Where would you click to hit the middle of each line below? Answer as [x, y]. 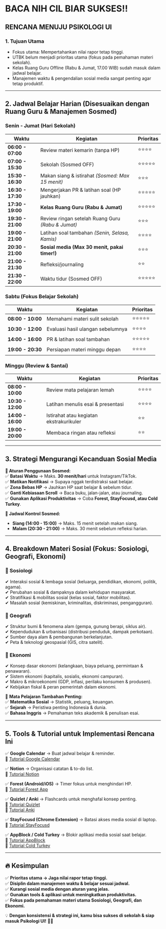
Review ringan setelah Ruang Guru [80, 218]
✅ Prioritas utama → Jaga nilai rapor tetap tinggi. [56, 878]
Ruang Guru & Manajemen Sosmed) [61, 112]
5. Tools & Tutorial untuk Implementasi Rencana [80, 734]
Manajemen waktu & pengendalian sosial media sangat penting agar [82, 78]
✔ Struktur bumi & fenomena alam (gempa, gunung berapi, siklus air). [76, 626]
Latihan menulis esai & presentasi [85, 404]
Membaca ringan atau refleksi [81, 433]
